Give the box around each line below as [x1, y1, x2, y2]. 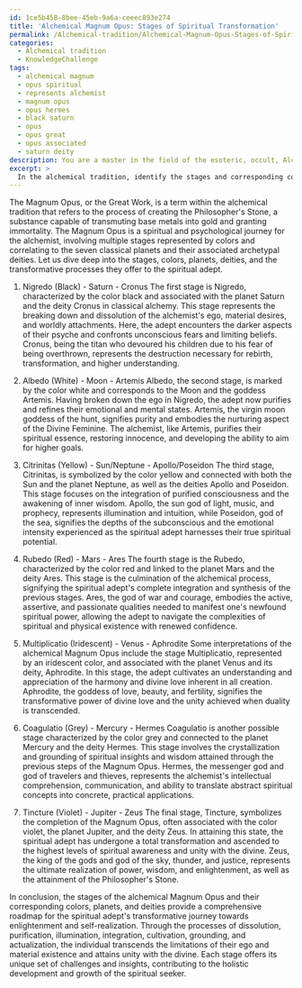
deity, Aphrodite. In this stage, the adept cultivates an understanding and [22, 667, 292, 678]
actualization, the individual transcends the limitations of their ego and [9, 939, 270, 950]
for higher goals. [22, 442, 84, 453]
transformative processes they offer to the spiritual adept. [9, 264, 223, 275]
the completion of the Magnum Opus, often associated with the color [22, 817, 278, 828]
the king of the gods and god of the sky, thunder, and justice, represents [22, 855, 290, 866]
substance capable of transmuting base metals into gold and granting [9, 216, 267, 227]
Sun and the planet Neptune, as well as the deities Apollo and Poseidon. [22, 479, 289, 490]
